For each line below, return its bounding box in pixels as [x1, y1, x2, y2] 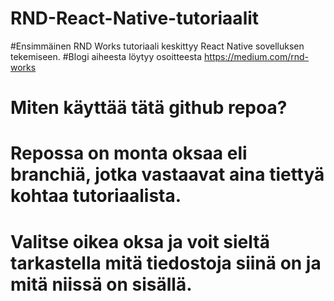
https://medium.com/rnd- [204, 50, 309, 62]
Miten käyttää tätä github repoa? [10, 97, 288, 119]
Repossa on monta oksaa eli [10, 142, 248, 165]
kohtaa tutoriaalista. [10, 185, 182, 207]
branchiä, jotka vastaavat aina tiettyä [10, 163, 325, 186]
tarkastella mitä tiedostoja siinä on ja [10, 252, 322, 274]
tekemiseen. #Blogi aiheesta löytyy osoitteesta [10, 50, 203, 62]
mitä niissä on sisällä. [10, 273, 193, 296]
